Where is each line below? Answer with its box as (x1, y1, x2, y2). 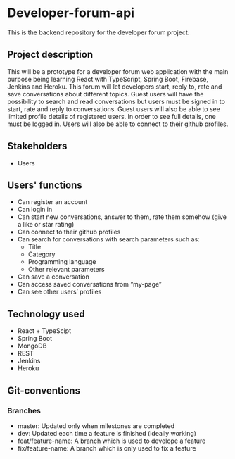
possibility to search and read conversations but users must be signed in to (7, 97, 225, 106)
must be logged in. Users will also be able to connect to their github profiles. (7, 120, 229, 128)
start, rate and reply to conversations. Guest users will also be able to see (7, 104, 220, 113)
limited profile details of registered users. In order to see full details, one (7, 112, 216, 120)
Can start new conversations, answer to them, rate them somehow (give (17, 213, 227, 221)
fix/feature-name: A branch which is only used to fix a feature (17, 444, 196, 452)
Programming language (27, 258, 96, 266)
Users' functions (7, 179, 82, 191)
